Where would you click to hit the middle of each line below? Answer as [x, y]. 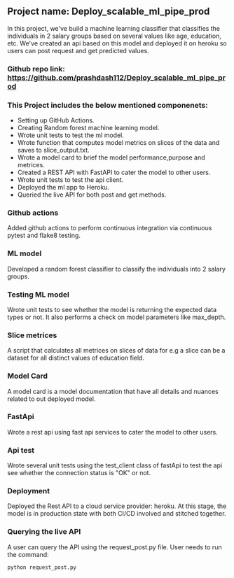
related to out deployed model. [51, 399]
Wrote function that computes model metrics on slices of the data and [118, 143]
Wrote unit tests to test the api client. [70, 180]
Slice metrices [32, 335]
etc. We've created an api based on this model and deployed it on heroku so [117, 43]
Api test [21, 450]
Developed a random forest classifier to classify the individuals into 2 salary [117, 269]
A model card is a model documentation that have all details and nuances [113, 391]
